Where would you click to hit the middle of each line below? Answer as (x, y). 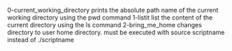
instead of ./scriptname (41, 40)
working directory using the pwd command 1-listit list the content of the (110, 17)
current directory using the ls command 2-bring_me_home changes (105, 25)
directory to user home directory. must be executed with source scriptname (116, 32)
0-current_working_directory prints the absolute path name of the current (113, 10)
